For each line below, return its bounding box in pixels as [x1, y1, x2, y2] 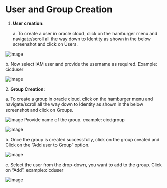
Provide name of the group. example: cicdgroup [24, 116, 125, 123]
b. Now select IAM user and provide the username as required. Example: [5, 61, 158, 67]
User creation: [12, 20, 44, 26]
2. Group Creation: [5, 86, 45, 92]
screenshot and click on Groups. [5, 106, 74, 113]
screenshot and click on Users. [12, 41, 78, 47]
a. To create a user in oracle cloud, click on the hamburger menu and [12, 30, 158, 36]
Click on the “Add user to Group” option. [5, 142, 90, 148]
